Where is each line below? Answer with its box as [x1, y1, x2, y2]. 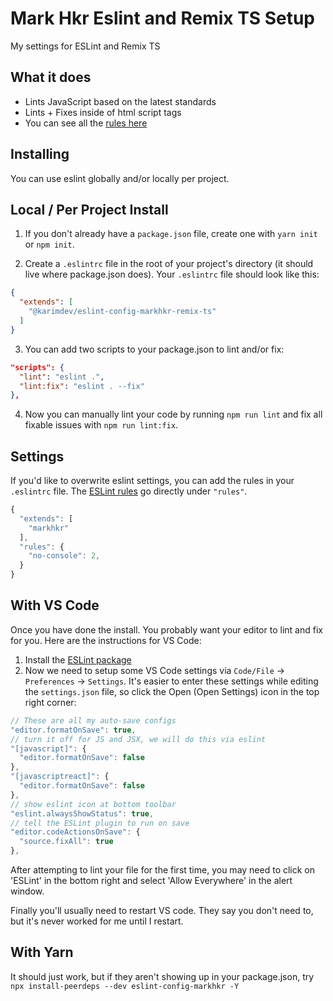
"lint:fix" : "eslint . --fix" [19, 381, 145, 391]
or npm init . [24, 238, 75, 251]
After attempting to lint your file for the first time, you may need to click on [10, 864, 316, 876]
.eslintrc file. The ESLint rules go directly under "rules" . [10, 485, 248, 497]
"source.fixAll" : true [19, 837, 114, 847]
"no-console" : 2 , [28, 551, 101, 561]
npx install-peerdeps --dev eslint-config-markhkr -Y [10, 981, 240, 991]
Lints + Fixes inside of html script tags [24, 106, 182, 118]
